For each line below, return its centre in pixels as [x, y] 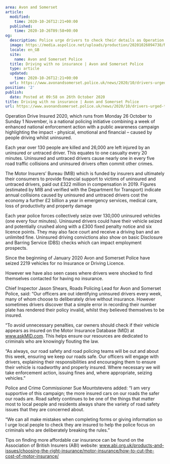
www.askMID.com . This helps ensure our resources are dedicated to [77, 336]
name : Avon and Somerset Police [48, 59]
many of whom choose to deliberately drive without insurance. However [80, 299]
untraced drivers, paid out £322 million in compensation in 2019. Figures [81, 184]
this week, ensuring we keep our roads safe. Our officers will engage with [82, 357]
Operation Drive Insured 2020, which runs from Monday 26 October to [79, 116]
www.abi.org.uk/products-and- [132, 445]
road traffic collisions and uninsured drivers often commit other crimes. [79, 164]
